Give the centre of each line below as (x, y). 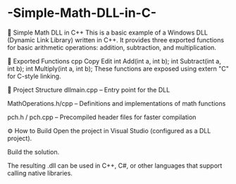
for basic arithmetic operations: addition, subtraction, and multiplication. (112, 47)
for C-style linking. (34, 76)
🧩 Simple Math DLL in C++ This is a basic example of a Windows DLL (108, 32)
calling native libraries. (40, 173)
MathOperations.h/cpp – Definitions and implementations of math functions (117, 103)
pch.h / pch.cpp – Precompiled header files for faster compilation (102, 117)
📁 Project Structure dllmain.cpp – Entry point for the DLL (89, 90)
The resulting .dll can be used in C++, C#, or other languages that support (115, 165)
